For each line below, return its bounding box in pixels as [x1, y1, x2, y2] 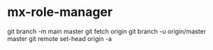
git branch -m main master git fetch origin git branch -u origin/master [7, 27, 207, 35]
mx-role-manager [7, 4, 113, 20]
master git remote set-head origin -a [7, 34, 112, 42]
